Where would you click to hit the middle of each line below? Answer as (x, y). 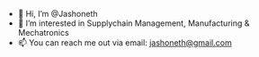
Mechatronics (43, 33)
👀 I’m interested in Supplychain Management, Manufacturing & (134, 23)
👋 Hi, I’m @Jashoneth (58, 14)
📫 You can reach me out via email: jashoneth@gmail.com (125, 43)
